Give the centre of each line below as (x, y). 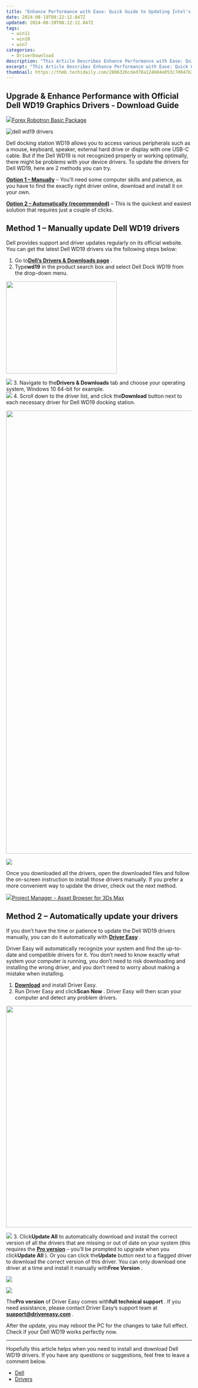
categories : (21, 50)
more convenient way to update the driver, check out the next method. (92, 885)
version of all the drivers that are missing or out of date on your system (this (98, 1243)
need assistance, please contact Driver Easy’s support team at (82, 1308)
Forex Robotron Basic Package (49, 120)
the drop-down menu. (41, 273)
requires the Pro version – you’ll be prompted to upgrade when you (88, 1249)
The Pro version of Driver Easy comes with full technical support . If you (94, 1301)
